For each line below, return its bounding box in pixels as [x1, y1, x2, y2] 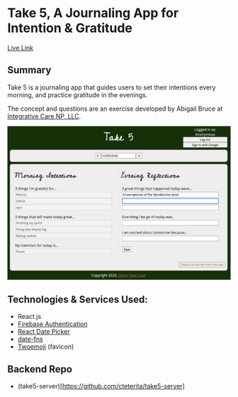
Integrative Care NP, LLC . [7, 112, 81, 120]
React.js [17, 312, 42, 321]
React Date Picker [17, 327, 70, 336]
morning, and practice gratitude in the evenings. [7, 90, 148, 99]
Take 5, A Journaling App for [7, 5, 179, 21]
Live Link [7, 43, 34, 52]
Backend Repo [7, 363, 73, 375]
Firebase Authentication [17, 320, 88, 328]
